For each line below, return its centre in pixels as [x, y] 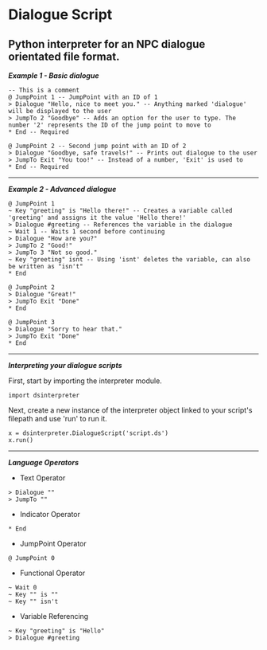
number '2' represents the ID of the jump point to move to [110, 125]
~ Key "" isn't [33, 601]
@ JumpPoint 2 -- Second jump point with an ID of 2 [97, 146]
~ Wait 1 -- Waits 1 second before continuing [87, 232]
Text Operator [43, 478]
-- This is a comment [44, 90]
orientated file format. [64, 56]
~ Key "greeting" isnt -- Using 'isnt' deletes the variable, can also [129, 260]
